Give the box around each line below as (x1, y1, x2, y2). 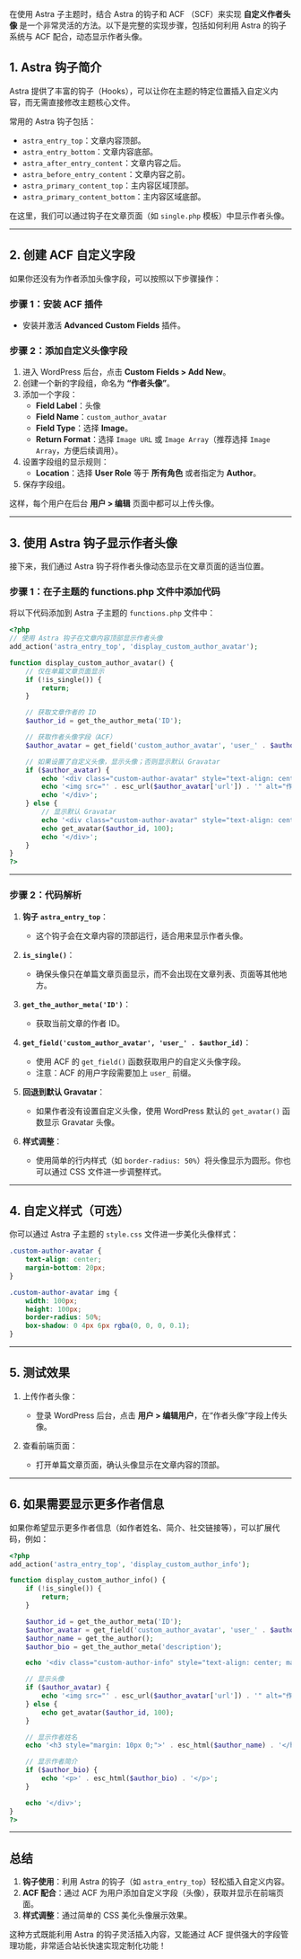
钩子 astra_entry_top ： (21, 911, 109, 922)
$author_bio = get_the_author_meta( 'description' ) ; (25, 1642, 222, 1652)
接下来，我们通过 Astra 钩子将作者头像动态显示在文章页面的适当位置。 (9, 561, 269, 572)
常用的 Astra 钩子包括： (9, 116, 97, 127)
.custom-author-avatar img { (9, 1288, 118, 1297)
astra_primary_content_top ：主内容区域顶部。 (21, 180, 194, 191)
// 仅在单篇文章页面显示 (25, 667, 105, 676)
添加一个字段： (21, 389, 78, 400)
